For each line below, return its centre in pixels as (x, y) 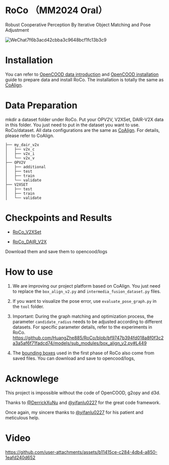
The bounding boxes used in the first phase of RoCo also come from (83, 353)
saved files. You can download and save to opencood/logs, (74, 358)
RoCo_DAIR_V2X (29, 242)
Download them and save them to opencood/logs (56, 251)
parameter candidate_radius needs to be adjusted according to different (87, 321)
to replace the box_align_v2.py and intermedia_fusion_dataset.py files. (87, 291)
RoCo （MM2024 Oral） (56, 10)
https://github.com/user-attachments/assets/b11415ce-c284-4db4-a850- (81, 452)
